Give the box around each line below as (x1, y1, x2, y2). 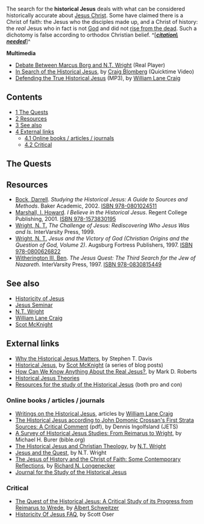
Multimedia (6, 50, 36, 57)
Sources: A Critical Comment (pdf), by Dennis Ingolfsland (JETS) (15, 422, 178, 430)
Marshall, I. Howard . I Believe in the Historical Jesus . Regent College (15, 209, 188, 216)
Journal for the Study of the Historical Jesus (15, 468, 127, 476)
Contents (6, 92, 43, 103)
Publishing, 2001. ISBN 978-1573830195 (15, 215, 116, 223)
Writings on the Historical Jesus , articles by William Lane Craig (15, 410, 173, 417)
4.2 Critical (24, 141, 53, 148)
